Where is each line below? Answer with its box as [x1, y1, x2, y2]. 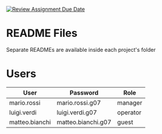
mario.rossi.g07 [56, 98, 102, 107]
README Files [6, 27, 78, 40]
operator [117, 108, 142, 116]
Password [69, 88, 99, 96]
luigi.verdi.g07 [56, 108, 97, 116]
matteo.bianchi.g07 [56, 118, 112, 126]
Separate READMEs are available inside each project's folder [6, 46, 156, 53]
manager [117, 98, 142, 107]
